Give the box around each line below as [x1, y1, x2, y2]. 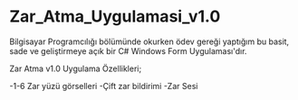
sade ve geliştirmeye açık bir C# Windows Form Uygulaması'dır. [9, 45, 247, 56]
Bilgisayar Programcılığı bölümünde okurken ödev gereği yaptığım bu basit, [9, 36, 290, 47]
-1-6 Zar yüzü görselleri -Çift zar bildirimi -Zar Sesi [9, 80, 198, 91]
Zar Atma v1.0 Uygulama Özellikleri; [9, 63, 142, 74]
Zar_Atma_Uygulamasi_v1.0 [9, 6, 221, 27]
